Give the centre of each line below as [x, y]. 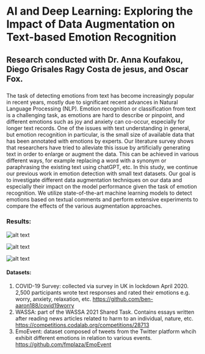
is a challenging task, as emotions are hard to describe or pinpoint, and [95, 115]
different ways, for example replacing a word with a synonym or [86, 161]
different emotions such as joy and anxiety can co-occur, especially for [96, 121]
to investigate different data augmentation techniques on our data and [94, 180]
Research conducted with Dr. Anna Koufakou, [95, 60]
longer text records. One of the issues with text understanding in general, [98, 128]
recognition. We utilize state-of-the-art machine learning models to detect [99, 193]
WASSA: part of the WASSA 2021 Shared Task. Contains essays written [105, 312]
